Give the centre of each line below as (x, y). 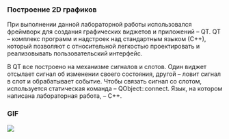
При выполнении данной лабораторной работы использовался (99, 25)
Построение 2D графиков (52, 10)
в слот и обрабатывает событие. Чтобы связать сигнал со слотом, (105, 81)
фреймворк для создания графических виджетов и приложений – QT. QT (114, 31)
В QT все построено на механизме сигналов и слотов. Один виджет (107, 67)
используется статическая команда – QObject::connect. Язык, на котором (115, 89)
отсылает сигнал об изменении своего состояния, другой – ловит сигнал (114, 74)
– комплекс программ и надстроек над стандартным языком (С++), (107, 39)
